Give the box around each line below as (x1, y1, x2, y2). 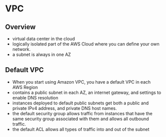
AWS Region (12, 84, 38, 90)
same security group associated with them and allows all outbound (12, 116, 149, 122)
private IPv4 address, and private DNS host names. (12, 105, 117, 111)
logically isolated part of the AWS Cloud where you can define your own (12, 41, 160, 47)
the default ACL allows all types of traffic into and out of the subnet (12, 126, 150, 132)
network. (12, 46, 31, 52)
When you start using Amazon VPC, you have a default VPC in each (12, 79, 151, 85)
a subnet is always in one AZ (12, 51, 71, 57)
